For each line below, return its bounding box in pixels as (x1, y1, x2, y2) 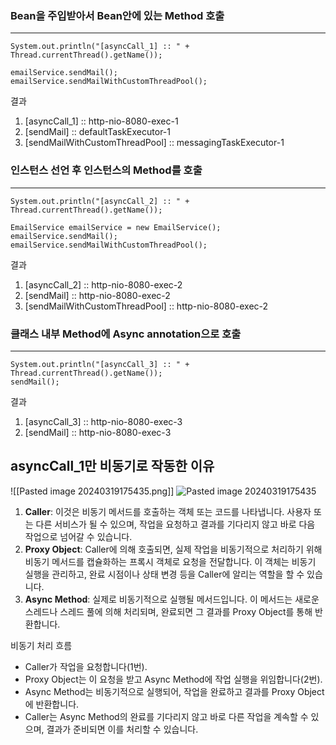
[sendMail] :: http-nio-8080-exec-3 (24, 426, 172, 438)
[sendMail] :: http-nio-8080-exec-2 (24, 289, 171, 301)
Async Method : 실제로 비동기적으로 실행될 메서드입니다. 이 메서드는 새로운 (24, 593, 320, 605)
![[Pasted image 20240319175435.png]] (10, 485, 175, 497)
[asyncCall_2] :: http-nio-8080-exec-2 (24, 278, 183, 291)
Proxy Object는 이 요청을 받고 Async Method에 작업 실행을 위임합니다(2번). (24, 673, 323, 685)
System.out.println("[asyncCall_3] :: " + (10, 359, 190, 369)
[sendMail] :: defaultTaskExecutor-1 (24, 126, 171, 138)
